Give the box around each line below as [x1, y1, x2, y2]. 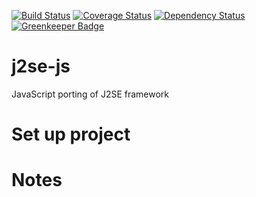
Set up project [11, 123, 131, 146]
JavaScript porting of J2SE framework [11, 88, 170, 100]
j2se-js [11, 55, 71, 78]
